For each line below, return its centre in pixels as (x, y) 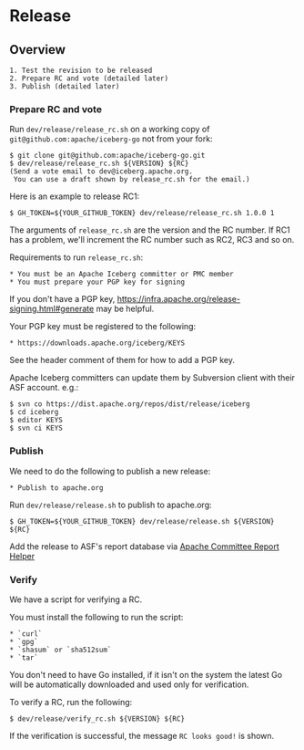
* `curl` (26, 634)
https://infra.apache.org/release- (179, 299)
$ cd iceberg (34, 412)
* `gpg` (24, 641)
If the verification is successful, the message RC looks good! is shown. (142, 735)
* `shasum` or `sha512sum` (61, 650)
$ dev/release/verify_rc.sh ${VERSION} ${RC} (97, 719)
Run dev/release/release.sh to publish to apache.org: (111, 505)
